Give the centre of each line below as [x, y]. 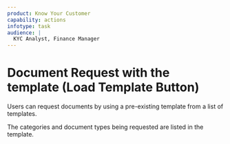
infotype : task [29, 26]
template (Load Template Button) [103, 87]
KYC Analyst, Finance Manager [56, 39]
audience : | [24, 33]
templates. [22, 114]
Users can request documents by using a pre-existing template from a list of [115, 106]
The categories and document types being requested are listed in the [105, 127]
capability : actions [37, 20]
